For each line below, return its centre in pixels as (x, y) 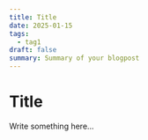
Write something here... (52, 126)
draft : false (33, 50)
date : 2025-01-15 (41, 26)
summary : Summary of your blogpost (74, 58)
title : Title (33, 17)
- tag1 (29, 42)
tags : (19, 33)
